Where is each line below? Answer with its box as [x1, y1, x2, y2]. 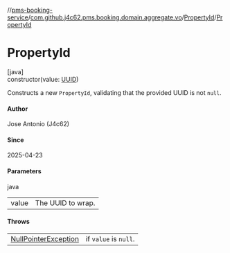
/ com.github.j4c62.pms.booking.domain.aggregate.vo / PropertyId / [28, 13, 217, 21]
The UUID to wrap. [35, 198, 96, 207]
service [7, 13, 29, 21]
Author [7, 104, 28, 113]
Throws [7, 218, 30, 226]
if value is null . [85, 234, 135, 243]
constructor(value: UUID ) [7, 75, 79, 83]
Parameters [7, 166, 42, 175]
